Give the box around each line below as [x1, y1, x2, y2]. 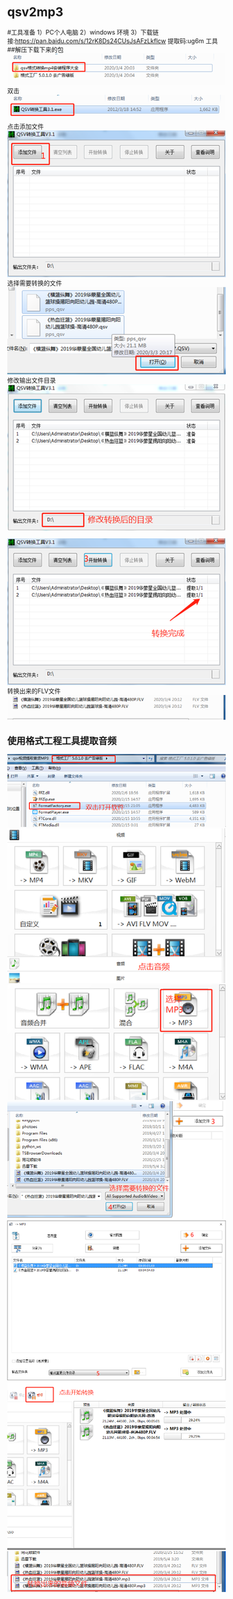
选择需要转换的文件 [7, 279, 62, 287]
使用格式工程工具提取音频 [7, 735, 116, 747]
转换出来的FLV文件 [7, 687, 61, 695]
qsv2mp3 [7, 4, 64, 20]
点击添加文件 [7, 122, 44, 131]
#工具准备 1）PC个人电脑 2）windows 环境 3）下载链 [7, 28, 159, 36]
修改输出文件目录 [7, 376, 56, 385]
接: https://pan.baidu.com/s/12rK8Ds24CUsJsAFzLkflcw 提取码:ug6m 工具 [7, 36, 218, 45]
